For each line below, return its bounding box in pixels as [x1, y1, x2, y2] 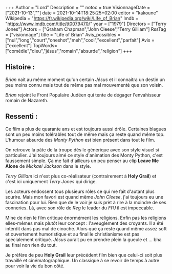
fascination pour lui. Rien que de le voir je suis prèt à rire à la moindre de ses [5, 199, 166, 205]
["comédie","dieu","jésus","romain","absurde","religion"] [5, 48, 122, 54]
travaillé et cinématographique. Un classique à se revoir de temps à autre [5, 257, 160, 263]
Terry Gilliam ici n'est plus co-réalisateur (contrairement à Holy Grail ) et [5, 173, 157, 179]
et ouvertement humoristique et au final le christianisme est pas [5, 231, 140, 237]
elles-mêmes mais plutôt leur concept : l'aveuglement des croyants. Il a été [5, 220, 164, 226]
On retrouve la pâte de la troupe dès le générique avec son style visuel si [5, 146, 159, 153]
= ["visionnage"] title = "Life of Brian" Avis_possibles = [5, 32, 121, 37]
